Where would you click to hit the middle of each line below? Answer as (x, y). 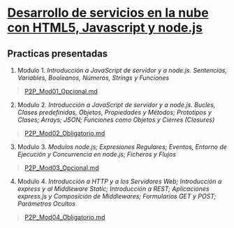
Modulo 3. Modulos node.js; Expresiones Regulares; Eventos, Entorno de (122, 147)
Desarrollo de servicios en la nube (108, 13)
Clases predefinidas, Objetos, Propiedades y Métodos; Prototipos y (114, 112)
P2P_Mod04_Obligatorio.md (65, 217)
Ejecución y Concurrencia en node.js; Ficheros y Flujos (97, 154)
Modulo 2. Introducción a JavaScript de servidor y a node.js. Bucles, (116, 105)
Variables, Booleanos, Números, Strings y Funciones (93, 78)
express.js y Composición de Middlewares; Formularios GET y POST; (117, 196)
